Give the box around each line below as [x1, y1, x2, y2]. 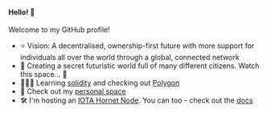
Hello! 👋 [8, 7, 35, 17]
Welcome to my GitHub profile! [8, 25, 110, 34]
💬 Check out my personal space [19, 87, 126, 96]
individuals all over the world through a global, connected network [19, 53, 240, 63]
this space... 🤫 [19, 70, 68, 79]
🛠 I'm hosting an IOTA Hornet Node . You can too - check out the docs [19, 95, 253, 105]
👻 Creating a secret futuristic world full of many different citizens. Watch [19, 61, 260, 71]
